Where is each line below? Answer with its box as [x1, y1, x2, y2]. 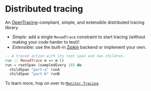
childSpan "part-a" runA [9, 67, 60, 72]
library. [5, 24, 19, 30]
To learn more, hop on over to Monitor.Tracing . [5, 80, 100, 86]
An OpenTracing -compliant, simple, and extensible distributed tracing [5, 19, 145, 25]
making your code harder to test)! [12, 39, 79, 45]
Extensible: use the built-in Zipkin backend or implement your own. [12, 44, 147, 50]
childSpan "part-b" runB [9, 72, 60, 76]
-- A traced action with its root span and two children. [5, 53, 125, 59]
